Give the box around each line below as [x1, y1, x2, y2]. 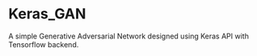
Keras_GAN [8, 5, 86, 23]
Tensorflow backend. [8, 39, 79, 49]
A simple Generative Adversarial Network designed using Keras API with [8, 31, 249, 41]
